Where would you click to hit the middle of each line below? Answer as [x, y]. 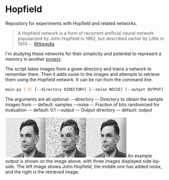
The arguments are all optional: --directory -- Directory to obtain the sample [84, 99]
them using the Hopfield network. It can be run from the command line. [79, 79]
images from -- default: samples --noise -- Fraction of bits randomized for [82, 104]
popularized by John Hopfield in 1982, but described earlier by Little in [91, 38]
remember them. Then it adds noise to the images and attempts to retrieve [82, 74]
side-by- [151, 161]
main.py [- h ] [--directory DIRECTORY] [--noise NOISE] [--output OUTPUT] [84, 89]
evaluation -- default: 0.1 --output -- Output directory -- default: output [79, 110]
